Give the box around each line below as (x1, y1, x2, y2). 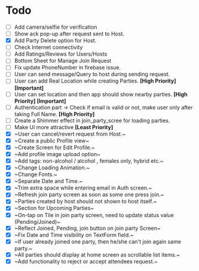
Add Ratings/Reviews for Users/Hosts (14, 50, 108, 57)
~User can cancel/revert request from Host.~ (14, 130, 126, 138)
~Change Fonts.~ (14, 171, 57, 178)
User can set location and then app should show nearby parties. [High (14, 90, 188, 98)
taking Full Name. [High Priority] (14, 110, 95, 117)
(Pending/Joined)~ (14, 218, 61, 225)
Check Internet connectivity (14, 44, 83, 51)
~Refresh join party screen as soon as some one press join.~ (14, 191, 164, 198)
